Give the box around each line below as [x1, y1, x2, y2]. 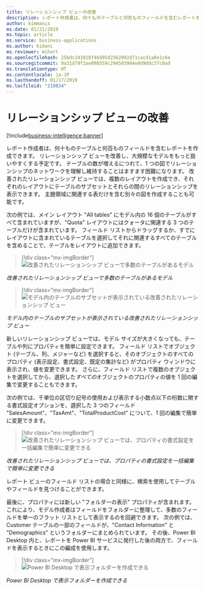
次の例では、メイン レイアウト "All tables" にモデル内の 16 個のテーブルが [6, 211, 192, 218]
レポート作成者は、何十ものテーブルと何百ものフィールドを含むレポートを [6, 144, 193, 152]
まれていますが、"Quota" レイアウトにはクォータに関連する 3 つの [22, 218, 189, 226]
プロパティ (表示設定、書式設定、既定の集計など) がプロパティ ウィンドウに [6, 357, 196, 365]
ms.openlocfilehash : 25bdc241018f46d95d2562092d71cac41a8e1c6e [6, 54, 171, 61]
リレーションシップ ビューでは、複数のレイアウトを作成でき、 [27, 175, 184, 182]
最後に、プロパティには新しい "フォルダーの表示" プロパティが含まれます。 [6, 498, 195, 506]
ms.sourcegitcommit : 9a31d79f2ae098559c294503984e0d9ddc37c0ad [6, 60, 171, 66]
